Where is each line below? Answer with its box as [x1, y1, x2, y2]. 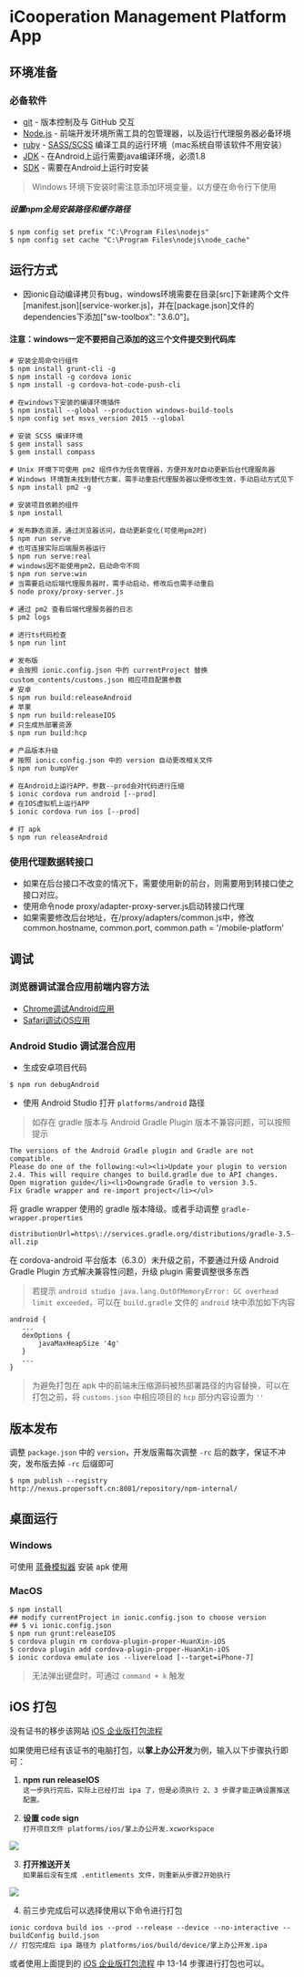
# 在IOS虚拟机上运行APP [9, 799, 90, 808]
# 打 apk [9, 824, 41, 833]
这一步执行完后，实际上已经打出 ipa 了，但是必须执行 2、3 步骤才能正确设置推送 [22, 1786, 290, 1795]
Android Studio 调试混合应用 [9, 1040, 137, 1052]
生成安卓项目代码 [22, 1062, 87, 1073]
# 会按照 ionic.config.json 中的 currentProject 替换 [9, 666, 208, 675]
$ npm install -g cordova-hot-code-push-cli [9, 380, 181, 389]
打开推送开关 [22, 1858, 71, 1869]
